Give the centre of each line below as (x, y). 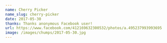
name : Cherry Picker (27, 10)
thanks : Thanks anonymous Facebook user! (49, 23)
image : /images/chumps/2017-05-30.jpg (45, 33)
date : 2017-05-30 (23, 19)
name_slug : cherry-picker (32, 14)
